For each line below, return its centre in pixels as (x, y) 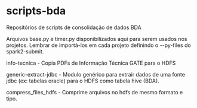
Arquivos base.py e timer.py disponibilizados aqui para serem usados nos (97, 39)
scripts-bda (36, 11)
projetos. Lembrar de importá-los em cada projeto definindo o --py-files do (98, 45)
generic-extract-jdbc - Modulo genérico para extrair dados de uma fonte (96, 74)
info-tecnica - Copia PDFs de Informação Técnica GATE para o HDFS (91, 63)
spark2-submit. (25, 51)
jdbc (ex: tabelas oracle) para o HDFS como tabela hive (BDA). (83, 81)
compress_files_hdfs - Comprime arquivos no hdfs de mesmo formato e (95, 92)
